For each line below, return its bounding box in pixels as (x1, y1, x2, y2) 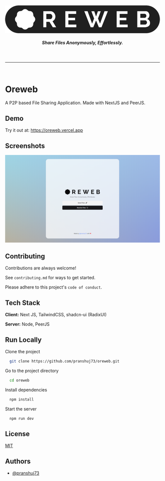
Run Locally (5, 335, 42, 344)
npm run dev (9, 416, 34, 421)
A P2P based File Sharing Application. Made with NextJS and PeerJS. (5, 100, 146, 106)
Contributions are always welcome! (5, 265, 77, 271)
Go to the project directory (5, 368, 59, 373)
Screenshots (5, 142, 45, 150)
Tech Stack (5, 298, 40, 307)
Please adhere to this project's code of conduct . (5, 284, 102, 290)
